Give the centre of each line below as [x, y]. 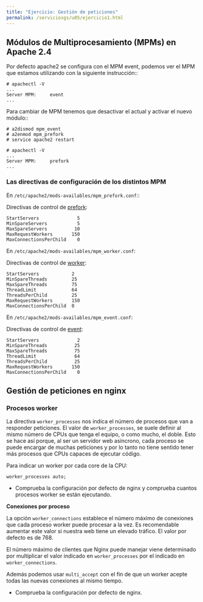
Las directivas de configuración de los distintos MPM [86, 182]
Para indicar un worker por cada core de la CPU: [67, 466]
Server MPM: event [35, 95]
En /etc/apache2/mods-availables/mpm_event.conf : [70, 317]
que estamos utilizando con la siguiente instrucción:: [72, 73]
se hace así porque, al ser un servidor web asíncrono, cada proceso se [95, 441]
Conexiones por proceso [38, 506]
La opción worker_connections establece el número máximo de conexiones [100, 518]
